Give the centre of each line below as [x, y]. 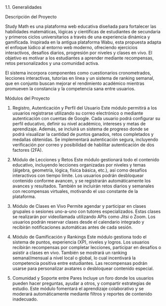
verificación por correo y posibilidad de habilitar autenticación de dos [83, 145]
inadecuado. [25, 299]
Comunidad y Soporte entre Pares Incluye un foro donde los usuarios [83, 278]
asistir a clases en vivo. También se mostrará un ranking [70, 253]
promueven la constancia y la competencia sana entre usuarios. [70, 89]
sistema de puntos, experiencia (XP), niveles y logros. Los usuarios [81, 242]
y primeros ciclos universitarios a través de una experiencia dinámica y [78, 37]
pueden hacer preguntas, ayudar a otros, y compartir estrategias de [82, 283]
